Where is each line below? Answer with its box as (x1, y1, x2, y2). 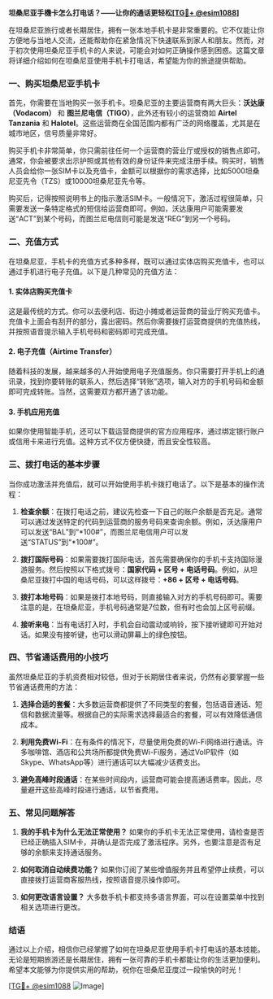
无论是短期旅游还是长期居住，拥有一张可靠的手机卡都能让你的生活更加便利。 (8, 955, 265, 965)
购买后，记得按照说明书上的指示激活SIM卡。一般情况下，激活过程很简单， (8, 194, 257, 203)
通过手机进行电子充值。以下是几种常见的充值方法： (8, 266, 180, 276)
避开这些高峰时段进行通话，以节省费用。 (27, 784, 163, 794)
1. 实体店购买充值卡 (8, 286, 73, 296)
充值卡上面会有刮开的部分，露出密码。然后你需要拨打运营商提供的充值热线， (8, 316, 265, 326)
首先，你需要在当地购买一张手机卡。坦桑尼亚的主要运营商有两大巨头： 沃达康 (8, 98, 265, 108)
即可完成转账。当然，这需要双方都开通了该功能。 (8, 386, 172, 396)
